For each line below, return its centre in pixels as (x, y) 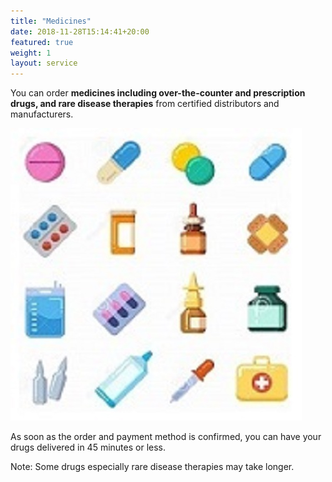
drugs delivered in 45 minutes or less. (88, 447)
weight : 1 (31, 53)
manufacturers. (42, 114)
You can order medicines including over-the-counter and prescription (158, 93)
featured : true (42, 42)
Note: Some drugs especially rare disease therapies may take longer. (152, 467)
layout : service (44, 63)
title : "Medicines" (51, 21)
